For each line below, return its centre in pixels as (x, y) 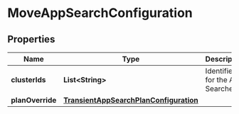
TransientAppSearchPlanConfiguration (131, 100)
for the (216, 80)
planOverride (34, 100)
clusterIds (28, 80)
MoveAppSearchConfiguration (100, 13)
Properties (31, 39)
